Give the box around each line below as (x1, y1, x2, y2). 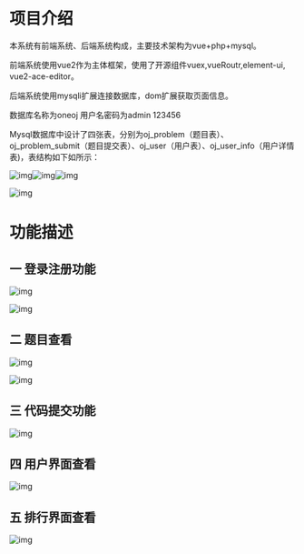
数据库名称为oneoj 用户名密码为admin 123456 (9, 109, 181, 120)
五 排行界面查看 (9, 509, 96, 525)
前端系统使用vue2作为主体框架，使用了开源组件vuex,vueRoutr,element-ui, (9, 59, 286, 70)
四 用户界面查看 (9, 456, 96, 471)
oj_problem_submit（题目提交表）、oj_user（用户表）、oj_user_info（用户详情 (9, 140, 295, 151)
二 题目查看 (9, 332, 73, 348)
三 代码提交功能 (9, 403, 96, 418)
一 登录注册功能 (9, 261, 96, 277)
